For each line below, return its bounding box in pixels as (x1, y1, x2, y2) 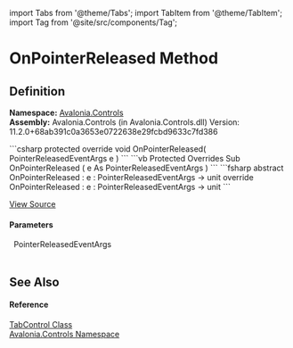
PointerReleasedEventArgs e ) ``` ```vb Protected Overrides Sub (9, 153, 240, 163)
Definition (9, 84, 65, 99)
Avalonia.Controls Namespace (9, 328, 120, 339)
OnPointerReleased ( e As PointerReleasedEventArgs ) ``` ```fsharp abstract (9, 162, 284, 173)
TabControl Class (9, 319, 73, 329)
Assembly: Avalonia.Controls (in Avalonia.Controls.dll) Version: (9, 117, 240, 128)
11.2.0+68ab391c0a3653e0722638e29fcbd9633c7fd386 (9, 127, 218, 137)
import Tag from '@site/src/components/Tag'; (9, 17, 178, 28)
